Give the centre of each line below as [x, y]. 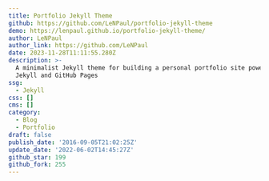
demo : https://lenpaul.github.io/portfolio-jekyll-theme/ [107, 30]
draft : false [30, 135]
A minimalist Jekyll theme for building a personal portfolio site [130, 68]
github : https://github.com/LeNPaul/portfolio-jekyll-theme [111, 23]
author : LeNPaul [35, 38]
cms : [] [21, 105]
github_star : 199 [37, 157]
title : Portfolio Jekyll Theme [60, 16]
